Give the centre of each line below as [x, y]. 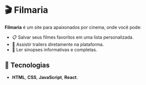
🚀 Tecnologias [27, 65]
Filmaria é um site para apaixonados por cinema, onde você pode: [73, 27]
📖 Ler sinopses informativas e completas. [54, 49]
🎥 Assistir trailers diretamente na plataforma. [58, 44]
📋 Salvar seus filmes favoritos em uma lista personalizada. [73, 37]
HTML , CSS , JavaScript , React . [45, 77]
